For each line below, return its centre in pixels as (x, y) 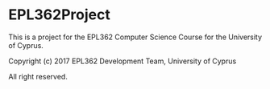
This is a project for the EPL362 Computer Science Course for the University (135, 37)
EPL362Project (59, 15)
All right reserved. (38, 76)
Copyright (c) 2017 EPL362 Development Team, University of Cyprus (123, 61)
